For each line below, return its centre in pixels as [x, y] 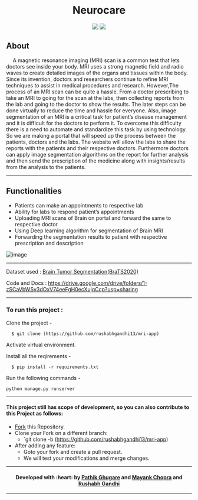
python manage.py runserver [41, 389]
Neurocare [99, 10]
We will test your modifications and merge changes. [86, 458]
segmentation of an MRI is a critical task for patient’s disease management [97, 116]
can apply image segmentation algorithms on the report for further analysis [97, 154]
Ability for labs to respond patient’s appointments [74, 212]
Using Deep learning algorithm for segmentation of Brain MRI [89, 230]
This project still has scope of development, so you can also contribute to [98, 407]
